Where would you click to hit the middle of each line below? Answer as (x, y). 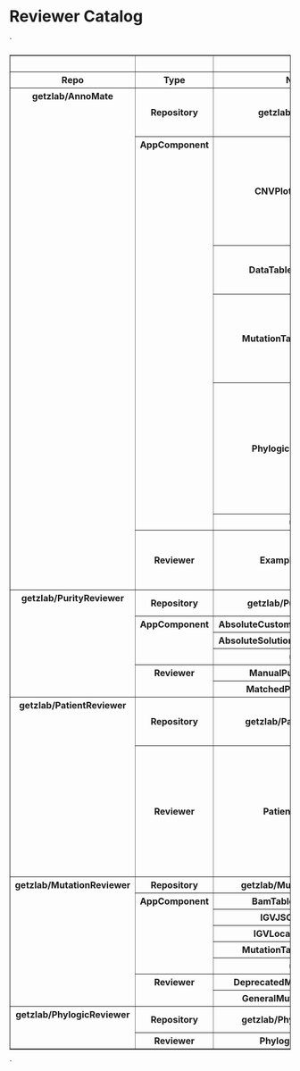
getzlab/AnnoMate (73, 96)
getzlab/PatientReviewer (73, 705)
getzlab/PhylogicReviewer (73, 1014)
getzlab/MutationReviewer (73, 884)
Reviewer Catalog (76, 17)
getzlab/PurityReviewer (73, 598)
